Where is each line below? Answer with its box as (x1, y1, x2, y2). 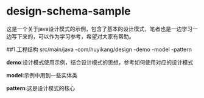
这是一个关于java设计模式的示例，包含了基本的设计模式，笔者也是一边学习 (6, 25, 193, 32)
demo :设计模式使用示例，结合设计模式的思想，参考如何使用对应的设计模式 (6, 58, 194, 66)
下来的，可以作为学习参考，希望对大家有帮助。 (16, 32, 135, 40)
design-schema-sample (6, 4, 131, 18)
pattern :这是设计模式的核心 (6, 84, 75, 92)
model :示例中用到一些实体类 (6, 71, 78, 79)
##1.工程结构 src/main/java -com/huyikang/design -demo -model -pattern (6, 46, 192, 53)
